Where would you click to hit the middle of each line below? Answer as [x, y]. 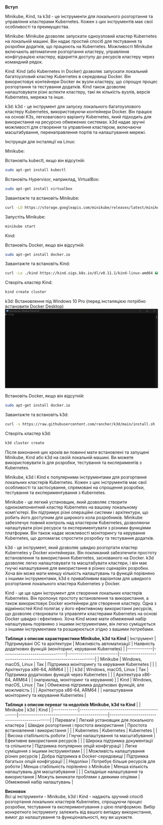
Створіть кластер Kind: [29, 282]
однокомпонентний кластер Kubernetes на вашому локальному [71, 507]
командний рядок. [24, 62]
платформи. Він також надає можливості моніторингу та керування [75, 533]
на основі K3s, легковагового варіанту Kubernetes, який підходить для [78, 117]
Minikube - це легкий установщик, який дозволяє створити [66, 502]
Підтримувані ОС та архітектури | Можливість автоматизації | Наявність [80, 643]
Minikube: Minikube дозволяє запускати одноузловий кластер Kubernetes [81, 36]
